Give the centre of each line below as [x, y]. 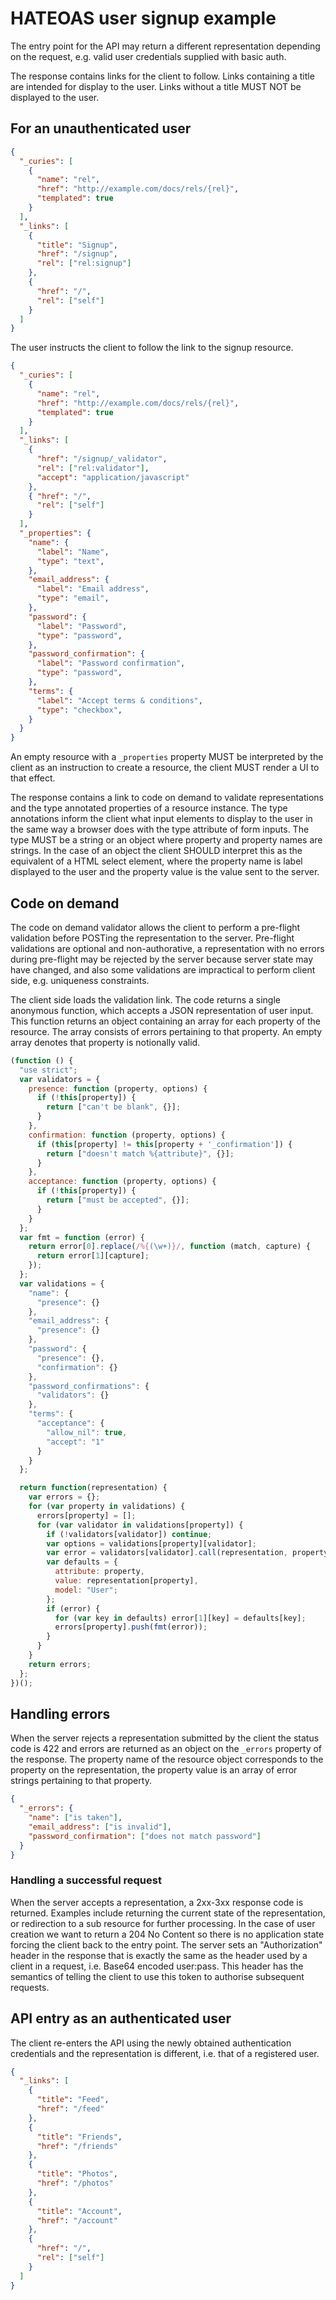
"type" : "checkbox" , [79, 710]
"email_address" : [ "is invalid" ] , [100, 1827]
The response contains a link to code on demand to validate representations [167, 798]
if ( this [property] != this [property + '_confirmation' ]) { [164, 1144]
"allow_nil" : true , [87, 1432]
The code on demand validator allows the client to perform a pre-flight [155, 927]
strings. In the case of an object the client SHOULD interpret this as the [156, 851]
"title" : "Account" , [79, 2211]
